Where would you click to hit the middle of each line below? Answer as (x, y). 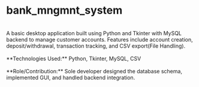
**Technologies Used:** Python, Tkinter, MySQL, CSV (74, 58)
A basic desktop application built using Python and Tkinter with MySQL (94, 33)
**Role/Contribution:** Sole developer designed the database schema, (94, 71)
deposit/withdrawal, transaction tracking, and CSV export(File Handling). (96, 46)
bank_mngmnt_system (64, 10)
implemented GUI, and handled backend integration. (71, 77)
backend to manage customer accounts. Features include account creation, (99, 39)
